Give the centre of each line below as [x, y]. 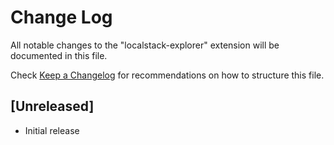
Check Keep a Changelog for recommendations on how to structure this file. [167, 75]
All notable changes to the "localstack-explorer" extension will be [145, 45]
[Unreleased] [52, 106]
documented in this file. [59, 55]
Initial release [52, 130]
